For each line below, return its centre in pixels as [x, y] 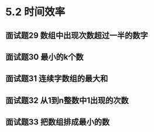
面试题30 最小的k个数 [45, 57]
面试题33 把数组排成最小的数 [58, 122]
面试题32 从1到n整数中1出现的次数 [67, 100]
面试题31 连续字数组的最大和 [57, 79]
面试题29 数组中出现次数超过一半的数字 [77, 35]
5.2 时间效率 [35, 12]
